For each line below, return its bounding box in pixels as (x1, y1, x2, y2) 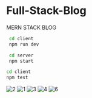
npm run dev (8, 41, 39, 47)
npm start (8, 58, 34, 64)
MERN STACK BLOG (6, 24, 56, 31)
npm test (6, 74, 28, 81)
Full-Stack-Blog (6, 4, 87, 18)
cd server (8, 52, 34, 58)
